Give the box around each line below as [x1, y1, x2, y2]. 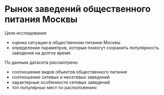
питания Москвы [4, 14, 78, 25]
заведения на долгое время [11, 50, 71, 56]
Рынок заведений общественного [4, 3, 151, 15]
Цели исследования [4, 30, 47, 36]
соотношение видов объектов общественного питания [11, 69, 127, 74]
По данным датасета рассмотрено [4, 59, 78, 65]
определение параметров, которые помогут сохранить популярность [11, 45, 159, 50]
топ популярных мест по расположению [11, 84, 97, 90]
